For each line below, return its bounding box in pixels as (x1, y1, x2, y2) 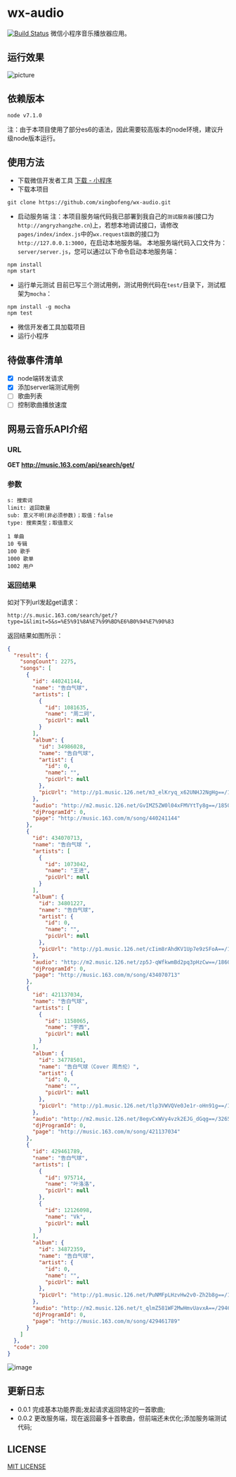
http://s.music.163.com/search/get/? (7, 612, 118, 619)
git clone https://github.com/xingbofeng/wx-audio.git (7, 199, 171, 206)
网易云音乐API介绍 (7, 423, 88, 435)
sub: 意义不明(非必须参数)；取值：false (7, 512, 114, 519)
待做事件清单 (7, 354, 63, 366)
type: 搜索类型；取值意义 (7, 520, 74, 527)
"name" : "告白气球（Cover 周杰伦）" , (38, 1063, 140, 1070)
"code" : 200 (13, 1344, 49, 1351)
